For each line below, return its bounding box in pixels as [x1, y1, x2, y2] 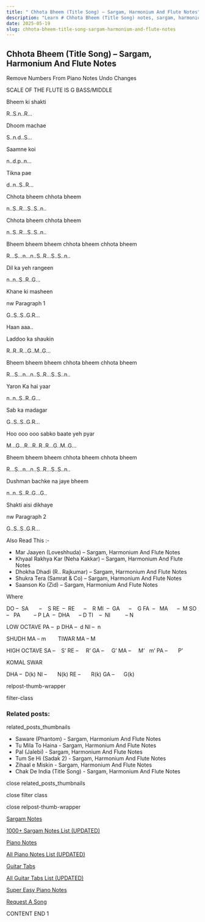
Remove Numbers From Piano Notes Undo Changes [6, 75, 137, 82]
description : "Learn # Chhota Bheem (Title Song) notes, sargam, [6, 15, 176, 21]
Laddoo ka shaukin [6, 335, 54, 343]
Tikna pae [6, 169, 32, 177]
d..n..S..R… [6, 181, 34, 188]
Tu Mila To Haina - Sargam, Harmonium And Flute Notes [15, 742, 157, 749]
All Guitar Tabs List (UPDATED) [6, 874, 84, 882]
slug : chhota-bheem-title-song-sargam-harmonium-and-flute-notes [6, 26, 176, 32]
